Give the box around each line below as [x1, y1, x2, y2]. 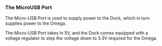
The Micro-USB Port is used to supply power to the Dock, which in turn [5, 15, 150, 21]
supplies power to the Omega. [5, 20, 67, 26]
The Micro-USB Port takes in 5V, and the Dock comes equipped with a [5, 30, 148, 36]
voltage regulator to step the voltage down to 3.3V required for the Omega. [5, 35, 158, 41]
